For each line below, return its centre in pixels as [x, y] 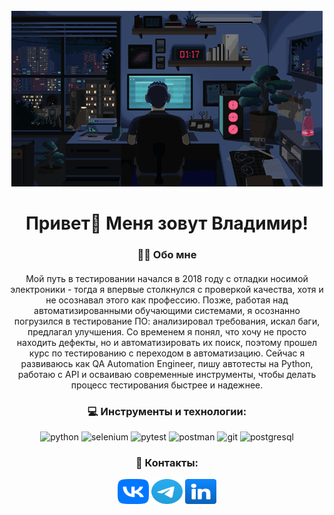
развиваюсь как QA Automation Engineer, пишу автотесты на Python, [167, 363]
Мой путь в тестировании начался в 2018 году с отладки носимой [167, 278]
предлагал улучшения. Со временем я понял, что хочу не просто [167, 331]
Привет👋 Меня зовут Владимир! [167, 223]
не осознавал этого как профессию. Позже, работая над [167, 300]
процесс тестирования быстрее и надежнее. [167, 385]
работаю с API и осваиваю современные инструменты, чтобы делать [167, 374]
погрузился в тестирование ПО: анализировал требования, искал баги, [167, 321]
